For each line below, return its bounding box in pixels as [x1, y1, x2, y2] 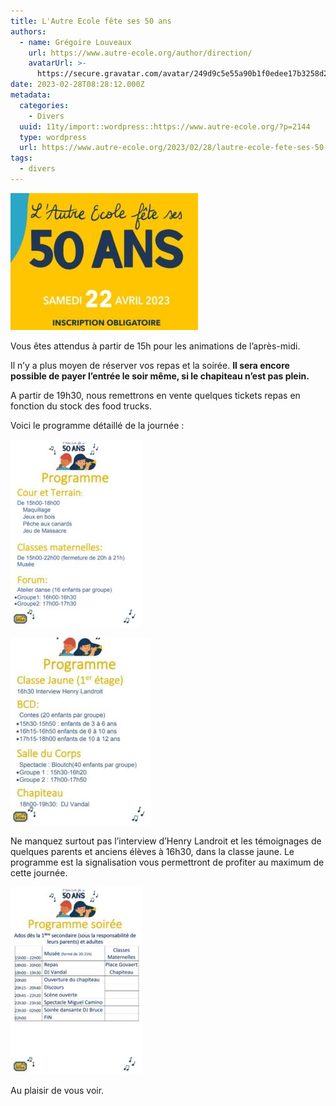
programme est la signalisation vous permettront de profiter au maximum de [10, 856, 325, 868]
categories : [19, 100, 70, 110]
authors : [10, 26, 47, 37]
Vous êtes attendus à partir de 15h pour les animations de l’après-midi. [10, 340, 301, 352]
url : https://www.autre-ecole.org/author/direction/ [28, 48, 253, 58]
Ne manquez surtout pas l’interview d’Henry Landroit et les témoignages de [10, 835, 322, 847]
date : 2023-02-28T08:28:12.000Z [10, 80, 145, 90]
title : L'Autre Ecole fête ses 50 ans [10, 16, 172, 26]
